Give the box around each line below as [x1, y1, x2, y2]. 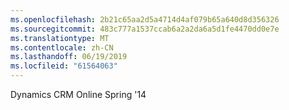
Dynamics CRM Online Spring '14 [10, 89, 147, 100]
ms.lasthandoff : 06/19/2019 [10, 52, 128, 62]
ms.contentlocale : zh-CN [10, 42, 114, 53]
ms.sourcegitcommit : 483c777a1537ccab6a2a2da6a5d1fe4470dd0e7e [10, 24, 280, 34]
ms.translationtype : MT [10, 33, 110, 43]
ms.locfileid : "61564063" [10, 61, 118, 71]
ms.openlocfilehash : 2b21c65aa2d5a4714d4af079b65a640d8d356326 [10, 14, 280, 25]
